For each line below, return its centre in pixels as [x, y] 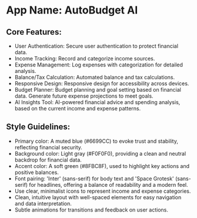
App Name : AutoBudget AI [72, 10]
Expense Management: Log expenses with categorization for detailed [99, 65]
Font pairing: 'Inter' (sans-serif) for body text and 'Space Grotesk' [94, 178]
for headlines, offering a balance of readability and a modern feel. [108, 185]
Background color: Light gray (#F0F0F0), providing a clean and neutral [100, 153]
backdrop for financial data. [48, 160]
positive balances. [36, 172]
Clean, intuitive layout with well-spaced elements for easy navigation [98, 197]
